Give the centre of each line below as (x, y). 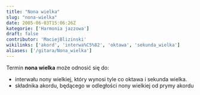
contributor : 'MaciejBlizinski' (46, 39)
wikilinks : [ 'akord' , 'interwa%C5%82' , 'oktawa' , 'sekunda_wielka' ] (93, 45)
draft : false (22, 34)
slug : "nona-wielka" (32, 17)
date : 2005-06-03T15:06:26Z (41, 23)
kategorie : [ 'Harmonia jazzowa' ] (48, 28)
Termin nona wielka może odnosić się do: (58, 68)
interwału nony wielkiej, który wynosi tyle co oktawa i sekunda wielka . (101, 79)
